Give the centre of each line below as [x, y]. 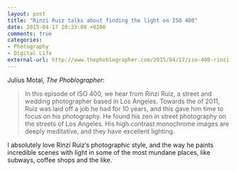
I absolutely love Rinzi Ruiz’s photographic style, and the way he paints [110, 145]
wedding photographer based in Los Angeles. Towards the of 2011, [122, 101]
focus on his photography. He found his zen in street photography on [125, 116]
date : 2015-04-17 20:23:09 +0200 [57, 27]
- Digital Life [30, 54]
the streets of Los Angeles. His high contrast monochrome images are [127, 124]
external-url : [28, 60]
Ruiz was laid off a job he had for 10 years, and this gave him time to [124, 108]
